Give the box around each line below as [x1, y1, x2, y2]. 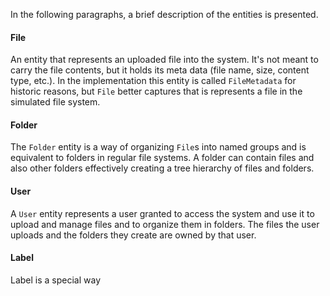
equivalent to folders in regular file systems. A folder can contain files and [10, 152, 315, 164]
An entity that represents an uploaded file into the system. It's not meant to [10, 54, 319, 66]
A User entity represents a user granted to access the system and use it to [10, 207, 315, 219]
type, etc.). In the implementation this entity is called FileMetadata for [10, 75, 297, 87]
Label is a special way [10, 274, 102, 286]
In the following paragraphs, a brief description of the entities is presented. [10, 9, 319, 20]
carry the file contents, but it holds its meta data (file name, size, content [10, 64, 310, 76]
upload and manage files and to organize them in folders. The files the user [10, 218, 320, 230]
